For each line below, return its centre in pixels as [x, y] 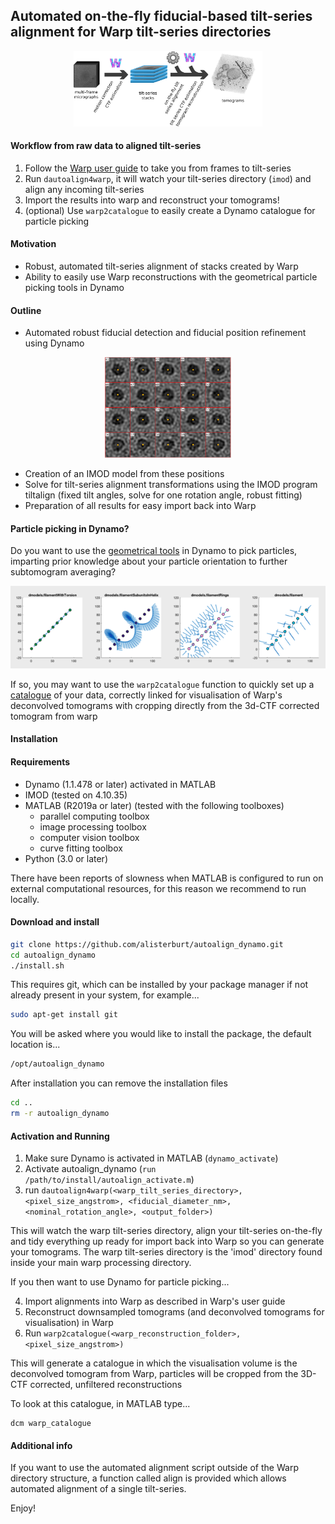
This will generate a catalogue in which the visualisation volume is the [154, 1363]
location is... [35, 1045]
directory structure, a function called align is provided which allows [148, 1478]
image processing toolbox [93, 826]
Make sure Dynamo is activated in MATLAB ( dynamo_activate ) [151, 1158]
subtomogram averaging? [63, 572]
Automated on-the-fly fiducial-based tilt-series [161, 16]
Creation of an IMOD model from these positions [124, 474]
